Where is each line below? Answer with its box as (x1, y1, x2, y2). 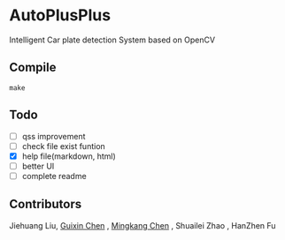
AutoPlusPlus (9, 5, 112, 26)
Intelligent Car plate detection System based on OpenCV (9, 34, 215, 45)
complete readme (21, 170, 87, 181)
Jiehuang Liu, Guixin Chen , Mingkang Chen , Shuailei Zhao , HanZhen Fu (9, 220, 276, 230)
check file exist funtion (21, 140, 106, 151)
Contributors (9, 197, 82, 212)
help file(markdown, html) (21, 151, 117, 161)
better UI (21, 161, 55, 171)
